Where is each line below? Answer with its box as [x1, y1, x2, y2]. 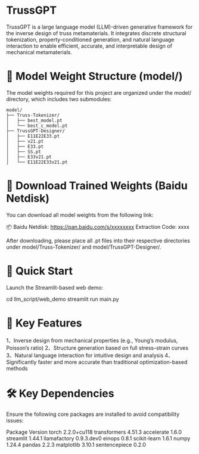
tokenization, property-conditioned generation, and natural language [6, 36, 175, 43]
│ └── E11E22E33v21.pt [6, 159, 68, 165]
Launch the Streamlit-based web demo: [6, 284, 103, 291]
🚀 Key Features [6, 316, 82, 329]
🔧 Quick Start [6, 265, 73, 278]
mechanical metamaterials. [6, 48, 73, 55]
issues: [6, 416, 24, 424]
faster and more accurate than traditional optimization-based [38, 358, 188, 365]
